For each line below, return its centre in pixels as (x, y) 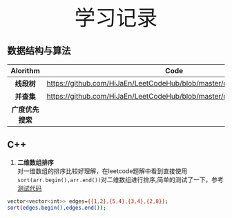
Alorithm (25, 70)
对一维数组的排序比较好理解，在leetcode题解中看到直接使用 (102, 171)
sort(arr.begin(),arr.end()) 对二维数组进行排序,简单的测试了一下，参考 (120, 179)
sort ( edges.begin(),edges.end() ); (57, 208)
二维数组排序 (35, 162)
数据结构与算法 (39, 51)
